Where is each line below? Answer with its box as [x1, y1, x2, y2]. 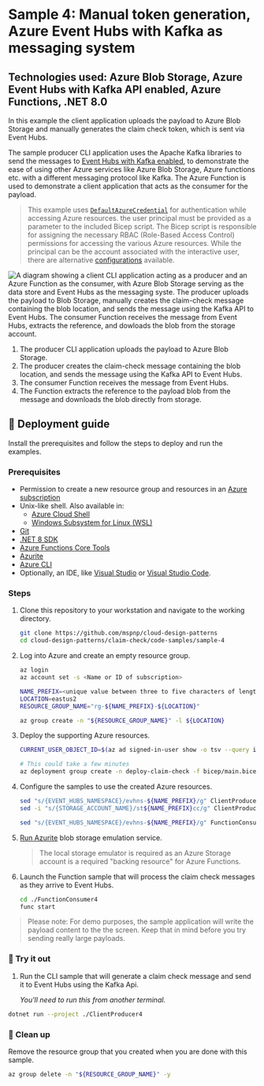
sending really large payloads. [27, 934, 126, 943]
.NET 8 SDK [19, 534, 58, 545]
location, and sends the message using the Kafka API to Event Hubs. [19, 370, 243, 379]
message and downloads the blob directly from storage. [19, 395, 203, 404]
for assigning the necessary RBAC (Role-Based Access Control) [27, 230, 235, 240]
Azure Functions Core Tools [19, 543, 110, 552]
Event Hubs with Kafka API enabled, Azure [8, 83, 221, 96]
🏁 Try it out [8, 954, 51, 965]
